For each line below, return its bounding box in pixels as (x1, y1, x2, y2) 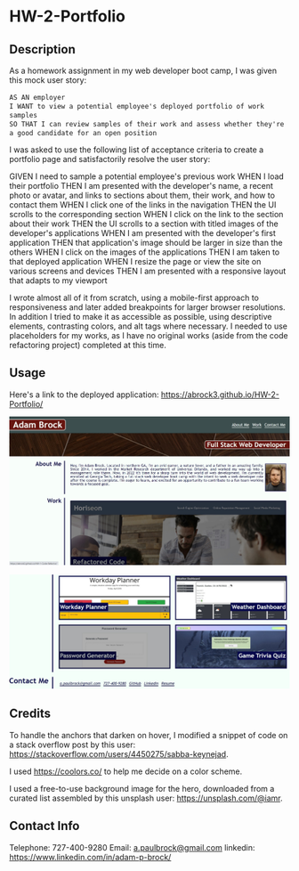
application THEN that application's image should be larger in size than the (9, 238, 283, 248)
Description (9, 42, 76, 57)
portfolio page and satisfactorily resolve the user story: (9, 154, 211, 164)
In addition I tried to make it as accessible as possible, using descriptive (9, 312, 272, 322)
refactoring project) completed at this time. (9, 340, 166, 350)
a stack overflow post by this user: (9, 739, 136, 750)
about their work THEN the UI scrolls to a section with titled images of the (9, 218, 279, 229)
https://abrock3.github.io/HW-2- (160, 389, 280, 400)
